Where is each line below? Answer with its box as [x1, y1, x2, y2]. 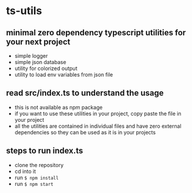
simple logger [14, 52, 48, 59]
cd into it [14, 168, 36, 175]
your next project [6, 36, 70, 46]
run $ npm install [14, 174, 59, 181]
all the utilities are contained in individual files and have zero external [14, 122, 182, 129]
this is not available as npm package [14, 104, 103, 111]
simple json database [14, 59, 66, 65]
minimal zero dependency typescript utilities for [6, 28, 186, 38]
